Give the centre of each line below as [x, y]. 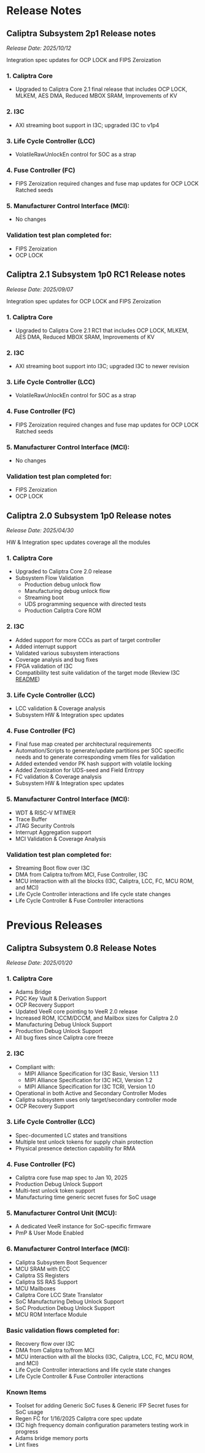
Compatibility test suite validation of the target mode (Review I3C [97, 672]
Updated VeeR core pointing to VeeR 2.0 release [76, 1012]
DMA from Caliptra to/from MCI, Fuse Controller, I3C [81, 874]
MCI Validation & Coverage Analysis [60, 839]
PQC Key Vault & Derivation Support [61, 999]
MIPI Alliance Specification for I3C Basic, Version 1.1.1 [91, 1073]
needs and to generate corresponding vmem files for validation [95, 757]
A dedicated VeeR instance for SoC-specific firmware [83, 1226]
